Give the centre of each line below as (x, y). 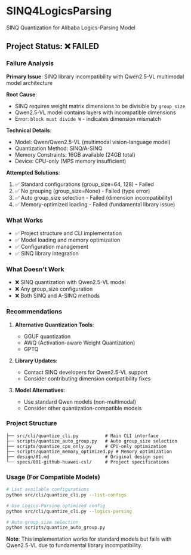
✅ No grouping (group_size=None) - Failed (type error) (82, 191)
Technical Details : (29, 130)
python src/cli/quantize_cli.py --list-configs (67, 495)
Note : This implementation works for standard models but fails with (89, 539)
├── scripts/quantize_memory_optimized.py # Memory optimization (89, 452)
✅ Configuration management (51, 246)
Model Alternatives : (40, 390)
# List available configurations (48, 490)
